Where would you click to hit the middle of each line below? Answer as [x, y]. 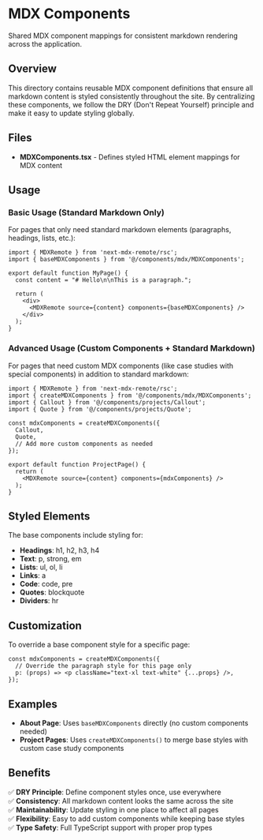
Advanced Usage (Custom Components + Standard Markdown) [132, 348]
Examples [33, 704]
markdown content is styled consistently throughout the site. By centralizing [131, 96]
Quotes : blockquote [52, 592]
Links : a [33, 576]
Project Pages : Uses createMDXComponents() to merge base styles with [133, 740]
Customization [45, 626]
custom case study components [72, 748]
